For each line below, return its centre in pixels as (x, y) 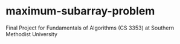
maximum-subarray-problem (80, 11)
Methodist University (32, 34)
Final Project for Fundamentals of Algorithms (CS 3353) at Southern (90, 28)
